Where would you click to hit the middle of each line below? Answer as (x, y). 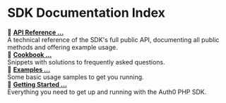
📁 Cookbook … (30, 55)
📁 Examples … (29, 69)
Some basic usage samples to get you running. (76, 77)
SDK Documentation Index (87, 13)
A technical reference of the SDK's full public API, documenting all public (113, 39)
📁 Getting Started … (37, 84)
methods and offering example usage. (63, 47)
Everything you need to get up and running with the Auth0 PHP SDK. (107, 92)
